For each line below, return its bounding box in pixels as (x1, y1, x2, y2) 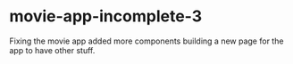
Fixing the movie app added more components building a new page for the (9, 36, 284, 46)
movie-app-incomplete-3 (9, 6, 203, 27)
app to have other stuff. (9, 44, 96, 55)
